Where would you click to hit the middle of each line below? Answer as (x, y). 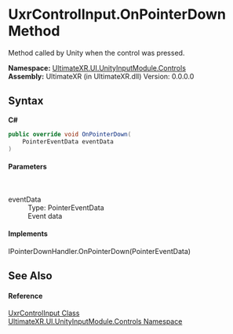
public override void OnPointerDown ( (70, 134)
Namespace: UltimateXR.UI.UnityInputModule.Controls (97, 67)
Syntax (26, 101)
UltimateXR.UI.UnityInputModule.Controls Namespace (95, 321)
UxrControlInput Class (44, 313)
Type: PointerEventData (66, 207)
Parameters (27, 166)
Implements (28, 234)
